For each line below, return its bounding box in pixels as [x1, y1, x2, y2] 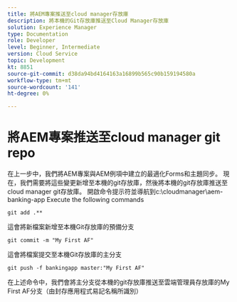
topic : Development [7, 57, 65, 64]
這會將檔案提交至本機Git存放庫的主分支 [7, 251, 122, 259]
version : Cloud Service [7, 51, 78, 58]
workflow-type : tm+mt [7, 76, 72, 84]
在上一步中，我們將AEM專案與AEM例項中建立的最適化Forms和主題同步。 [7, 169, 222, 178]
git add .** [7, 209, 43, 216]
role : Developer [7, 37, 56, 44]
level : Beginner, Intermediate [7, 44, 100, 51]
